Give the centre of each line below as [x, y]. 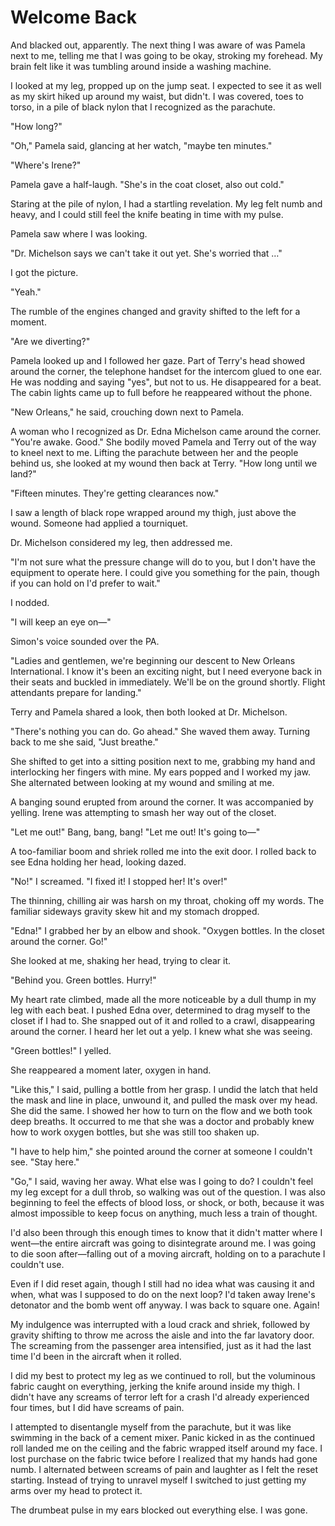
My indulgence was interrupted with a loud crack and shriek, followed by [160, 1324]
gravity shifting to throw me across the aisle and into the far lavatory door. [162, 1335]
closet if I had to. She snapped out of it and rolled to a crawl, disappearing [163, 1020]
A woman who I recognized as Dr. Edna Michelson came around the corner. [166, 431]
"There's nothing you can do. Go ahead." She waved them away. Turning [160, 731]
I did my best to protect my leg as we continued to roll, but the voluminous [163, 1375]
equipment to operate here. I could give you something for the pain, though [165, 572]
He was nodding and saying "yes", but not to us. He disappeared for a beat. [166, 382]
